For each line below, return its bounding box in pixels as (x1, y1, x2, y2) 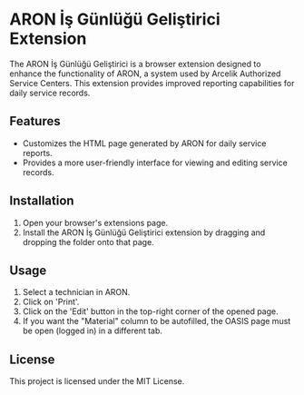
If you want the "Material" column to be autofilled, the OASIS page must (22, 316, 291, 327)
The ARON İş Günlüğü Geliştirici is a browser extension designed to (9, 58, 261, 69)
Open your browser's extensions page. (22, 217, 169, 228)
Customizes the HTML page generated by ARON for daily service (22, 137, 267, 149)
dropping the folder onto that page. (22, 236, 154, 247)
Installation (9, 193, 74, 209)
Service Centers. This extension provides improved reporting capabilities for (9, 77, 295, 88)
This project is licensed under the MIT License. (9, 376, 185, 387)
